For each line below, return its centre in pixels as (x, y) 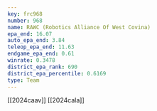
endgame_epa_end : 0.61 (41, 54)
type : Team (23, 80)
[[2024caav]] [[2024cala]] (46, 100)
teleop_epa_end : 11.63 (41, 47)
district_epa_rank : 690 (43, 67)
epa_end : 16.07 (30, 34)
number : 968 (25, 21)
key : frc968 (25, 14)
